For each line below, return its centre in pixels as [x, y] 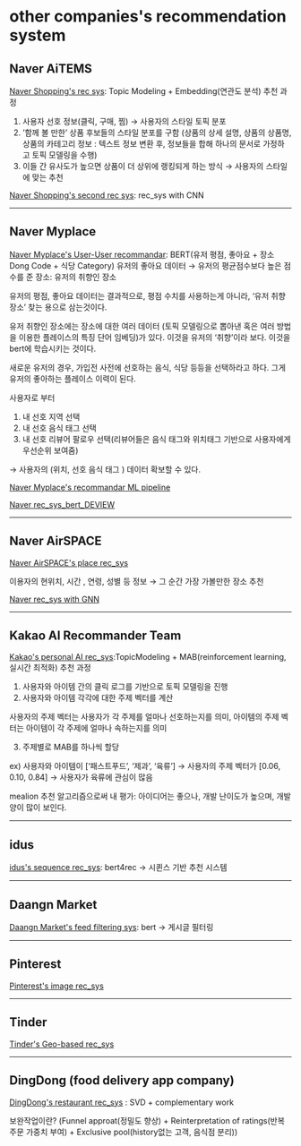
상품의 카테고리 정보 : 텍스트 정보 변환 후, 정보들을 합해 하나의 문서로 [142, 144]
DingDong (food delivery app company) [122, 1081]
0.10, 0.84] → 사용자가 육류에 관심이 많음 [82, 777]
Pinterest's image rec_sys [57, 986]
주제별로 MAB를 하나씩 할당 [70, 747]
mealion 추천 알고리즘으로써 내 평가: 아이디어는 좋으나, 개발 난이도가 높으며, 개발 [150, 796]
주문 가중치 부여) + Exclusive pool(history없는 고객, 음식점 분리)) [124, 1132]
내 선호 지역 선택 [51, 416]
